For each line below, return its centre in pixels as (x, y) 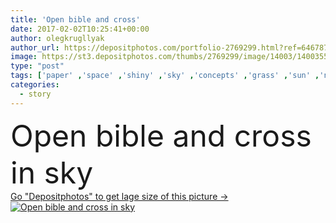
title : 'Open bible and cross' (75, 19)
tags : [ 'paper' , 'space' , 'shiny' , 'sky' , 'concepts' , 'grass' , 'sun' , (165, 76)
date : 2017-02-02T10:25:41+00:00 (80, 29)
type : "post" (37, 66)
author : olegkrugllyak (57, 38)
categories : (35, 85)
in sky (52, 172)
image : (24, 57)
